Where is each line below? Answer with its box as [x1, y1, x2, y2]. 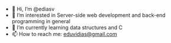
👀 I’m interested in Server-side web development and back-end [11, 12, 166, 19]
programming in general [11, 18, 71, 24]
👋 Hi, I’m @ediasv [11, 6, 55, 12]
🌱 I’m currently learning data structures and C [11, 24, 123, 31]
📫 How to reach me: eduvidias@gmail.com [11, 31, 117, 37]
